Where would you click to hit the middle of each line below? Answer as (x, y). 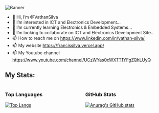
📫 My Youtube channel (36, 53)
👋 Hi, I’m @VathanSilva (35, 17)
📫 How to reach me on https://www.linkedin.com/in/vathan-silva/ (79, 38)
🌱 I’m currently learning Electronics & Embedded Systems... (72, 27)
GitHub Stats (101, 94)
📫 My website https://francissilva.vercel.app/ (58, 45)
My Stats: (20, 75)
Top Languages (24, 94)
